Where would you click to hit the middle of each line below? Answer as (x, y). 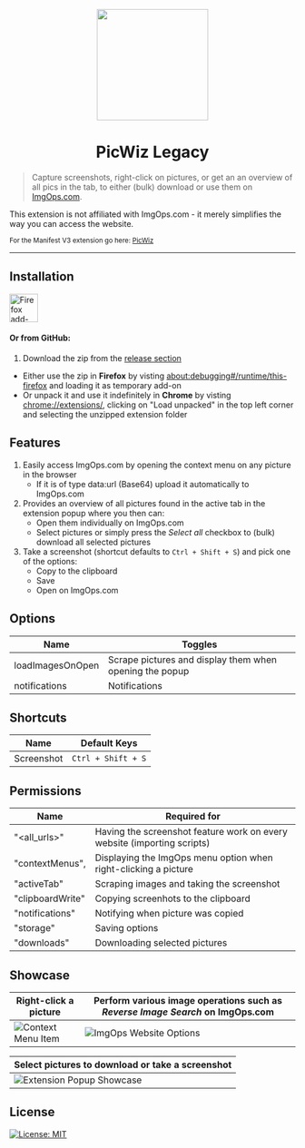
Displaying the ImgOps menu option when (184, 858)
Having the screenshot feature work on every (191, 832)
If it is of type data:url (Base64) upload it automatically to (143, 484)
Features (35, 443)
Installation (42, 277)
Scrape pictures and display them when (192, 660)
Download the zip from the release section (102, 358)
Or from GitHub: (40, 338)
